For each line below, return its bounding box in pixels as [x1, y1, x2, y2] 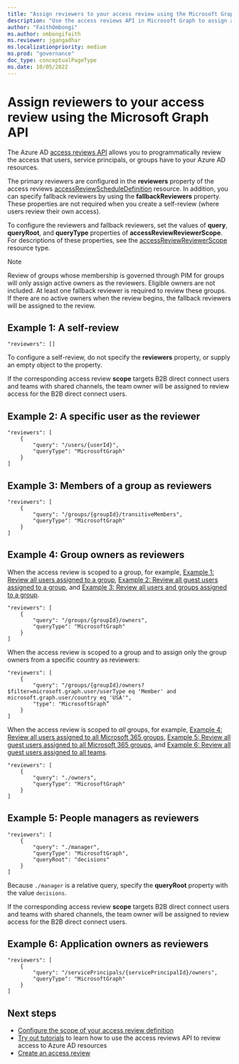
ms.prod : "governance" [7, 51, 75, 58]
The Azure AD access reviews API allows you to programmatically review [7, 147, 222, 157]
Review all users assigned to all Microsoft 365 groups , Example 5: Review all [7, 732, 231, 741]
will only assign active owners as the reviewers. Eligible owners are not [7, 278, 216, 287]
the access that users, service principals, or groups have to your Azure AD [7, 155, 226, 164]
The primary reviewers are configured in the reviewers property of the [7, 177, 215, 185]
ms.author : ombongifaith [7, 30, 81, 38]
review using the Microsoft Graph [7, 109, 209, 125]
